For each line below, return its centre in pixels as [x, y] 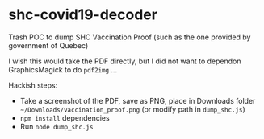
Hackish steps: [33, 85]
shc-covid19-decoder [83, 15]
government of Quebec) [48, 45]
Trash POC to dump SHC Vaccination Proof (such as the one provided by [130, 37]
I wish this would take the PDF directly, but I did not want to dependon [125, 61]
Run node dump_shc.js [57, 126]
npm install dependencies [65, 117]
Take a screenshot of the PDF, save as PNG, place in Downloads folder [138, 100]
